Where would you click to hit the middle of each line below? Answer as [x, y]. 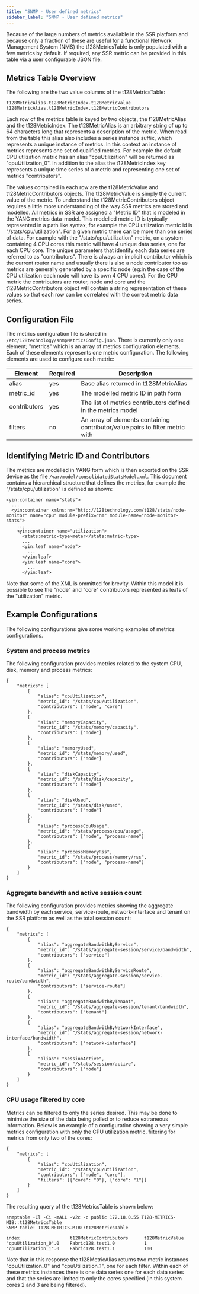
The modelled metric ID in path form [131, 393]
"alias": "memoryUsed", [67, 748]
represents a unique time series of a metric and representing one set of [93, 170]
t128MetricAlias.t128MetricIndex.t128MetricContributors [78, 108]
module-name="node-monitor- [144, 515]
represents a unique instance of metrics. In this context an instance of [92, 144]
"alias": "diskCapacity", [70, 775]
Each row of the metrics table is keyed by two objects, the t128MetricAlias [96, 119]
